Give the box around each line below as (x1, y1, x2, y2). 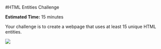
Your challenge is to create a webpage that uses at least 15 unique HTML (5, 23, 156, 29)
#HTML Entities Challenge (5, 4, 59, 10)
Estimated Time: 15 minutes (5, 14, 64, 19)
